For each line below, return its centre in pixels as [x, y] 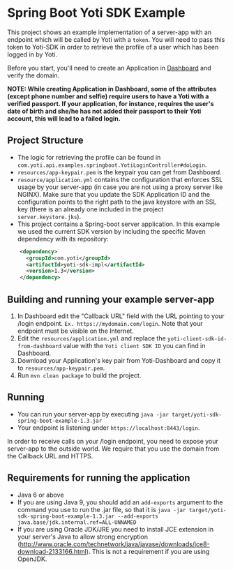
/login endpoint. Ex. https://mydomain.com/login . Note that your [110, 323]
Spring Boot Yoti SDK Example [96, 13]
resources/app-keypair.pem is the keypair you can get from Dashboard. [119, 172]
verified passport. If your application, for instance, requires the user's [111, 103]
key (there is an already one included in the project [90, 209]
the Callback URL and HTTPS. [50, 456]
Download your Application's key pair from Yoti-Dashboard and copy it [119, 360]
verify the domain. [33, 75]
